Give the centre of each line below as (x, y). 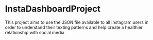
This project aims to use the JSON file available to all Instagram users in (77, 22)
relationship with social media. (35, 32)
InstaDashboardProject (53, 9)
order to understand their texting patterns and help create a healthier (74, 27)
